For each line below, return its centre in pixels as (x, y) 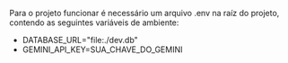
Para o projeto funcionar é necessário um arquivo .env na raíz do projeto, (144, 13)
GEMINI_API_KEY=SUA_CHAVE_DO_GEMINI (102, 49)
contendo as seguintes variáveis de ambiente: (94, 22)
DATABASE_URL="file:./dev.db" (80, 40)
